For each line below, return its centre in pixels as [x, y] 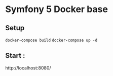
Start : [15, 56]
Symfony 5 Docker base [56, 9]
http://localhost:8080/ [28, 68]
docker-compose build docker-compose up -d [51, 40]
